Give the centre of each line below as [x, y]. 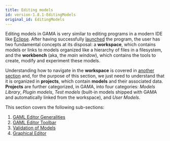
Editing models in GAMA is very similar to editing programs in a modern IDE [84, 34]
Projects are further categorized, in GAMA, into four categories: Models [80, 87]
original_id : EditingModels [35, 19]
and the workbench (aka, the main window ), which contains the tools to [81, 55]
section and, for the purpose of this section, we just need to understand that [85, 76]
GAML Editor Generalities [39, 117]
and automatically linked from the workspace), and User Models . [73, 97]
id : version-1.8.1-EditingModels [41, 15]
